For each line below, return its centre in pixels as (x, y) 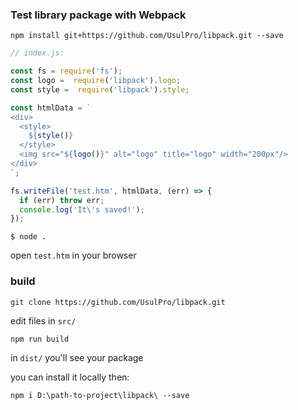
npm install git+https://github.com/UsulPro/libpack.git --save (147, 36)
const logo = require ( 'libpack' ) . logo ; (96, 81)
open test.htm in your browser (73, 255)
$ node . (28, 237)
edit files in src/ (43, 320)
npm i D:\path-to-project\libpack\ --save (100, 395)
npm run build (40, 339)
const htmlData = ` (51, 108)
